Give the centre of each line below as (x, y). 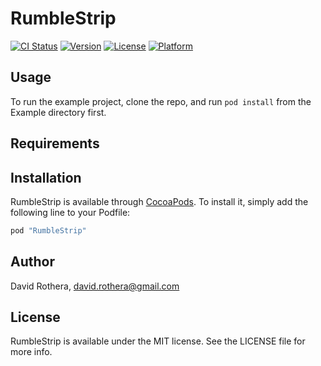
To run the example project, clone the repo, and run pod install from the (161, 101)
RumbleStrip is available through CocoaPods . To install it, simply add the (159, 201)
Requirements (55, 143)
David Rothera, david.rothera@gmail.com (95, 286)
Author (32, 262)
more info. (31, 352)
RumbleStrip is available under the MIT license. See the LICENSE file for (158, 341)
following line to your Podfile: (70, 212)
